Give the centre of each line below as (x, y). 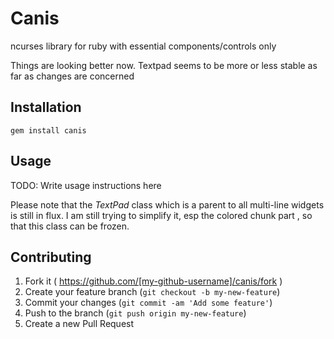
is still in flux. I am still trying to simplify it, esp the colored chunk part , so (161, 215)
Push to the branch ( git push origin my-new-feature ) (135, 313)
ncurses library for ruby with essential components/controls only (143, 46)
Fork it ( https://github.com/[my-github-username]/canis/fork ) (153, 281)
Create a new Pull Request (79, 324)
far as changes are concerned (72, 76)
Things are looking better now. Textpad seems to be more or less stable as (164, 65)
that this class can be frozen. (70, 226)
